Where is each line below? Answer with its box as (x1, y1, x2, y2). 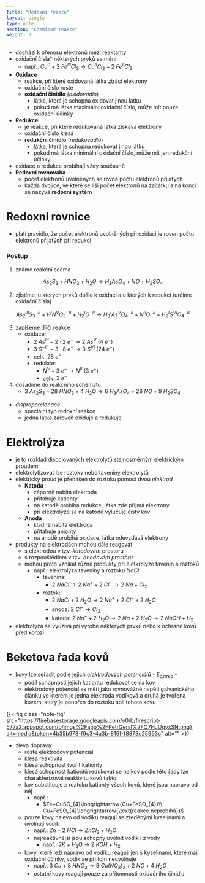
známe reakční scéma (15, 265, 71, 273)
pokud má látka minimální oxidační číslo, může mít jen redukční (33, 149, 193, 157)
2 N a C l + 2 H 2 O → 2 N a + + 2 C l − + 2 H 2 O (51, 595, 156, 605)
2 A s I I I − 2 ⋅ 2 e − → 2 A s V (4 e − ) (33, 337, 113, 345)
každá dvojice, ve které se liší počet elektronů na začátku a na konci (24, 182, 196, 189)
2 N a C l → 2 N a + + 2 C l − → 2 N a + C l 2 (51, 580, 147, 589)
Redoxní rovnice (6, 209, 91, 224)
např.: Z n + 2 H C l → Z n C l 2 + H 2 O (33, 827, 117, 835)
